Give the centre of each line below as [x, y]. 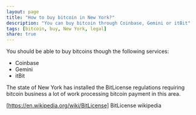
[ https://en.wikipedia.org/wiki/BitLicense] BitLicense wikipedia [84, 105]
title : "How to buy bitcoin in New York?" [60, 17]
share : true [21, 34]
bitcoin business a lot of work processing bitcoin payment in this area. [93, 94]
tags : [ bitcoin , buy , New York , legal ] [57, 29]
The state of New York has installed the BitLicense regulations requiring [96, 87]
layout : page [23, 12]
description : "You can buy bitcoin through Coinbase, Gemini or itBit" [98, 23]
